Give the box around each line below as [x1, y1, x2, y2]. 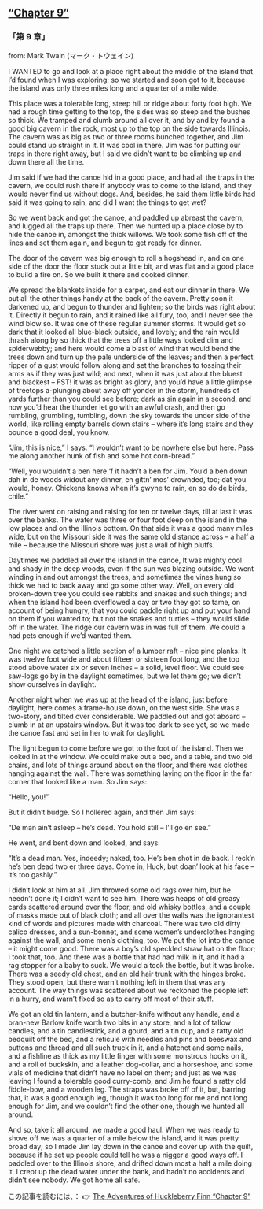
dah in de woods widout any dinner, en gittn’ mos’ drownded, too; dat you [8, 474, 247, 484]
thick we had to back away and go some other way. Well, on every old [8, 580, 235, 590]
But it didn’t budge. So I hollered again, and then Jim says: [8, 807, 196, 817]
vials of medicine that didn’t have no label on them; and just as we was [8, 1067, 237, 1077]
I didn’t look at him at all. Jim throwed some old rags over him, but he [8, 885, 232, 895]
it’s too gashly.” [8, 870, 57, 879]
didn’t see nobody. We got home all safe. [8, 1175, 141, 1185]
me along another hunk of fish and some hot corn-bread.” [8, 451, 195, 460]
